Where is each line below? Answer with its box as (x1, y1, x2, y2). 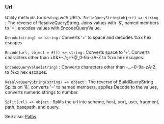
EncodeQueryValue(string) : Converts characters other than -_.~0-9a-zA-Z (5, 64, 156, 70)
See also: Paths (5, 114, 37, 120)
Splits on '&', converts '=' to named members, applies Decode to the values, (5, 84, 159, 90)
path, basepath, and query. (5, 104, 60, 110)
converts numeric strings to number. (5, 90, 79, 95)
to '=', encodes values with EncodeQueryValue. (5, 25, 101, 31)
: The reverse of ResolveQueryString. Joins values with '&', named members (5, 20, 159, 26)
